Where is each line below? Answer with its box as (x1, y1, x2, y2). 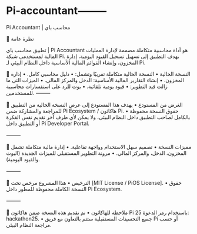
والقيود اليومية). (6, 155, 40, 162)
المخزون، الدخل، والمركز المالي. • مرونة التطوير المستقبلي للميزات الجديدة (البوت (6, 150, 187, 157)
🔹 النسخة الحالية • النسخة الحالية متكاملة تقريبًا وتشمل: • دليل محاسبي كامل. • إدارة (6, 70, 191, 77)
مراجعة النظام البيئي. (6, 221, 52, 228)
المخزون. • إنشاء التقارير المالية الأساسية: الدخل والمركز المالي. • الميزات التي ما (6, 76, 184, 83)
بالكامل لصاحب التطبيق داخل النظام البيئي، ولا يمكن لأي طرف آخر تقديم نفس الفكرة (6, 113, 191, 120)
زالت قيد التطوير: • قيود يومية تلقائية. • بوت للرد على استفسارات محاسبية (6, 83, 168, 90)
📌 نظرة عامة (6, 35, 34, 42)
